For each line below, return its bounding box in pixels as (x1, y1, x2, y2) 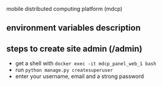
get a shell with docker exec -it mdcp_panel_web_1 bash (15, 60, 156, 67)
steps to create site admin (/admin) (6, 43, 142, 54)
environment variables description (6, 23, 141, 33)
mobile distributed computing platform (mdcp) (6, 5, 123, 12)
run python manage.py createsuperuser (15, 66, 113, 74)
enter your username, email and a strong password (15, 73, 144, 80)
